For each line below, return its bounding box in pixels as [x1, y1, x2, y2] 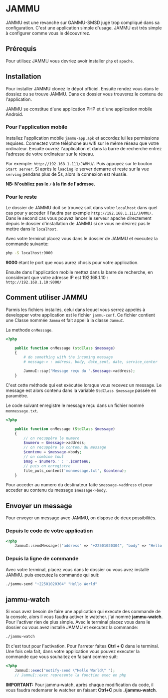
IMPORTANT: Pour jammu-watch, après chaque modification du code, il [5, 682, 154, 688]
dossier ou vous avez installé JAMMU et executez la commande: [5, 625, 139, 631]
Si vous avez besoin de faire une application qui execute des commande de [5, 609, 161, 615]
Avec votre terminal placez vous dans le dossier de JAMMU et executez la [5, 236, 158, 242]
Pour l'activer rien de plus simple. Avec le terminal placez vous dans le [5, 619, 151, 625]
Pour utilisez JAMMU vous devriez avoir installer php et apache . [5, 58, 134, 64]
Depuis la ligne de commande [5, 555, 79, 562]
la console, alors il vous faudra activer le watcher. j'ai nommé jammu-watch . [5, 614, 163, 620]
